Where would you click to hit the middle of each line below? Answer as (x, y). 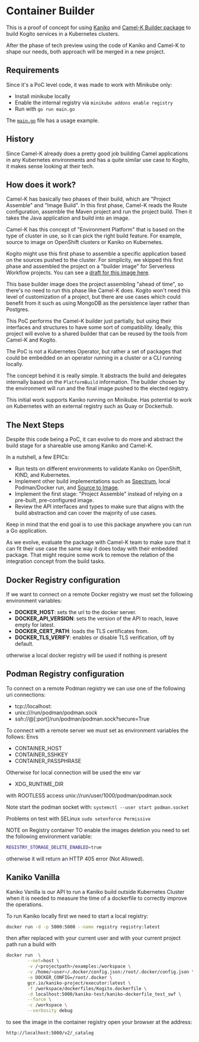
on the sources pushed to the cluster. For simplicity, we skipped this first (95, 260)
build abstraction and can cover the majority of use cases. (86, 513)
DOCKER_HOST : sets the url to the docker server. (76, 612)
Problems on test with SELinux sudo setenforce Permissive (78, 818)
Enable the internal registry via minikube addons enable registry (94, 102)
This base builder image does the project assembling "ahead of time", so (95, 284)
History (20, 139)
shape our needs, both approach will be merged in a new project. (86, 51)
